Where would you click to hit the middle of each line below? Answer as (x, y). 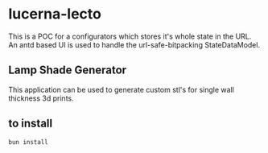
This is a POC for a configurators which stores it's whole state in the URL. (130, 36)
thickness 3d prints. (41, 98)
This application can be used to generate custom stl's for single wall (122, 89)
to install (31, 124)
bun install (28, 142)
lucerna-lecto (55, 14)
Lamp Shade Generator (68, 70)
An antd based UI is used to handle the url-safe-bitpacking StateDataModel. (134, 44)
